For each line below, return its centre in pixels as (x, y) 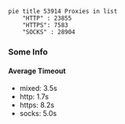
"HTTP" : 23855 (47, 18)
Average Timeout (37, 70)
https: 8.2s (37, 105)
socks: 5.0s (38, 114)
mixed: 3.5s (38, 88)
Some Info (28, 51)
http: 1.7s (34, 97)
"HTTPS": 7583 (45, 25)
